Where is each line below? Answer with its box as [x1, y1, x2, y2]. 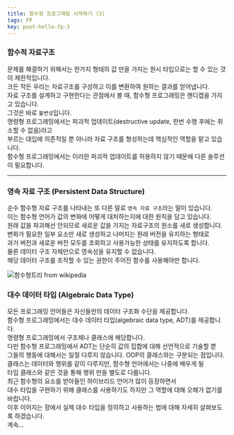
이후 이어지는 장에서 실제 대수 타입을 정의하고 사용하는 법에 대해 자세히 [7, 403, 198, 412]
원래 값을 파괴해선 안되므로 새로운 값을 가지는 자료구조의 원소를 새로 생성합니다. [7, 221, 223, 229]
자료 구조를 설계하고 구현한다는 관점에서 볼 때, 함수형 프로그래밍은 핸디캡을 [7, 91, 210, 99]
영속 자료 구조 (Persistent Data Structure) [7, 186, 145, 196]
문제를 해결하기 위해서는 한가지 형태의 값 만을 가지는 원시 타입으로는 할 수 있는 [7, 64, 219, 73]
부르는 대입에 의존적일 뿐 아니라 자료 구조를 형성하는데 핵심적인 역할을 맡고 [7, 134, 210, 143]
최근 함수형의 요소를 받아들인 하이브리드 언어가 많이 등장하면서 [7, 377, 177, 385]
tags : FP [7, 17, 33, 24]
